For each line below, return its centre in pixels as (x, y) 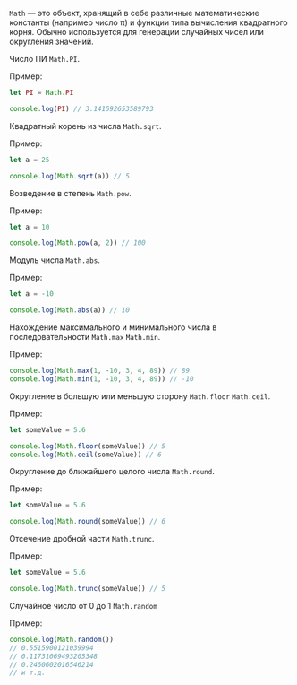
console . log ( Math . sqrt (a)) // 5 (69, 176)
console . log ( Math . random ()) (62, 639)
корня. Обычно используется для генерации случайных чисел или (136, 32)
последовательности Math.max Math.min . (85, 337)
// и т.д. (28, 673)
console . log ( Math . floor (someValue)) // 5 (88, 446)
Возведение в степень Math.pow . (70, 193)
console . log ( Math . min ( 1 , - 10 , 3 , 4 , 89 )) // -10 (102, 379)
